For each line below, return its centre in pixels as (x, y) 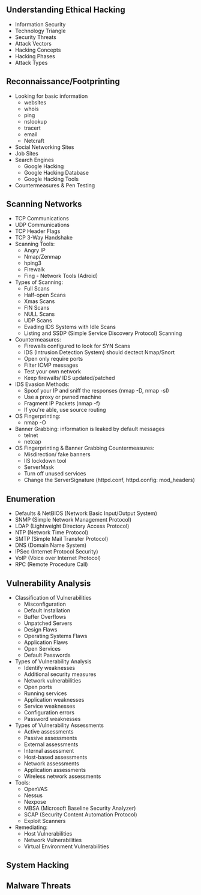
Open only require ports (53, 359)
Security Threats (36, 37)
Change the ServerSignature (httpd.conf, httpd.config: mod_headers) (109, 480)
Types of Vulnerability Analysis (53, 661)
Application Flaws (46, 642)
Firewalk (34, 270)
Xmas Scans (39, 301)
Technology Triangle (40, 31)
